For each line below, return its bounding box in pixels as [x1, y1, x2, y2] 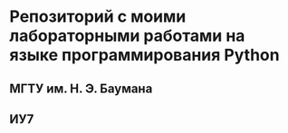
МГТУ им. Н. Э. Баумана [9, 81, 153, 96]
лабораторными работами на [9, 25, 245, 46]
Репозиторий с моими [9, 6, 187, 27]
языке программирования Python [9, 45, 280, 65]
